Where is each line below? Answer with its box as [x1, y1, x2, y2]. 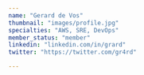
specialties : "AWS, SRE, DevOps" [8, 26, 119, 34]
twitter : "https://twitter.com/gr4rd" [8, 48, 137, 56]
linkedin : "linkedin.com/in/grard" [8, 41, 126, 49]
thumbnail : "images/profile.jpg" [8, 19, 119, 27]
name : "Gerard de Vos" [8, 11, 84, 20]
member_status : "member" [8, 33, 91, 42]
